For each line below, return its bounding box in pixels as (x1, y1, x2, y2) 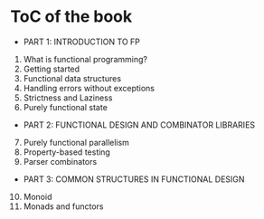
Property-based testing (23, 147, 111, 157)
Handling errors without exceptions (23, 82, 155, 93)
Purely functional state (23, 101, 108, 112)
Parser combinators (23, 156, 98, 167)
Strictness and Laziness (23, 92, 113, 103)
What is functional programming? (23, 53, 148, 64)
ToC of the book (10, 6, 133, 27)
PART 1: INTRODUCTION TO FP (23, 36, 141, 47)
